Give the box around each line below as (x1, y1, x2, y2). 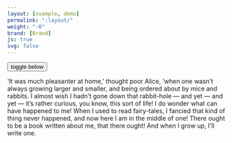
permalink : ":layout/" (7, 17, 73, 24)
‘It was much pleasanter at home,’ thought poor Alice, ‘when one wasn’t (7, 77, 214, 85)
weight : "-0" (7, 23, 45, 30)
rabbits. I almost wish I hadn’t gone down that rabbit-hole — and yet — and (7, 92, 224, 100)
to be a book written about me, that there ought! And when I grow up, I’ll (7, 121, 215, 130)
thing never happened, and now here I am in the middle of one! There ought (7, 114, 226, 122)
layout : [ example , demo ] (7, 10, 80, 17)
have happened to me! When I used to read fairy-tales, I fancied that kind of (7, 107, 226, 115)
